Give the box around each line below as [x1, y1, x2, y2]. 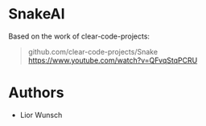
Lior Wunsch [19, 110, 63, 120]
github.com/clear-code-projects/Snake [27, 47, 159, 56]
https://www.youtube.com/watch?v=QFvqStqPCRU [27, 55, 198, 65]
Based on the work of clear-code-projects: [8, 31, 150, 41]
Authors [8, 83, 64, 102]
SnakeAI [8, 5, 66, 23]
